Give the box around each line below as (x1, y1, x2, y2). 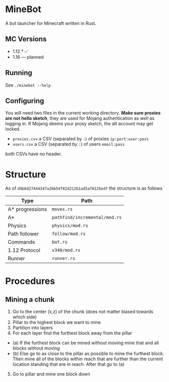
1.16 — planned (12, 54, 44, 60)
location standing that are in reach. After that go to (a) (12, 361, 125, 367)
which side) (12, 314, 37, 320)
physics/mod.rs (52, 223, 88, 229)
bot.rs (52, 239, 68, 245)
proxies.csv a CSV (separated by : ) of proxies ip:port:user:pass (12, 136, 149, 142)
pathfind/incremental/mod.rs (52, 214, 122, 221)
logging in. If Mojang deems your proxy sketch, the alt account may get (5, 121, 153, 127)
